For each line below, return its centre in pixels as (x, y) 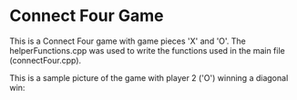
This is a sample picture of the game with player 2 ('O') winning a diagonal (149, 77)
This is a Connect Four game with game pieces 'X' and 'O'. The (128, 41)
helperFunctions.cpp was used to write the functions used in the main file (147, 50)
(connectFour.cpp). (46, 60)
